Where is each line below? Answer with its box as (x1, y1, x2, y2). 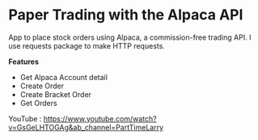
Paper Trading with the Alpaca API (8, 6, 243, 24)
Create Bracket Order (19, 89, 91, 99)
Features (8, 57, 39, 66)
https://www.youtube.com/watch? (43, 113, 158, 123)
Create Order (19, 81, 65, 91)
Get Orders (19, 98, 58, 108)
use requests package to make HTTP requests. (8, 40, 166, 50)
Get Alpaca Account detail (19, 72, 108, 82)
